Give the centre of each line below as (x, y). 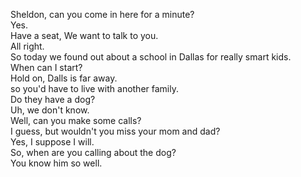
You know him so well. (56, 163)
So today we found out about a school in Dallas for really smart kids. (151, 57)
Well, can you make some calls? (76, 120)
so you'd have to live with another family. (94, 88)
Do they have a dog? (53, 99)
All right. (27, 46)
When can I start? (46, 67)
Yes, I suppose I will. (52, 142)
